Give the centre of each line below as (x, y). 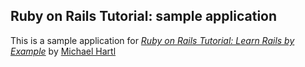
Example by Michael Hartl (63, 51)
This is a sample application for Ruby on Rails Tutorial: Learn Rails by (152, 40)
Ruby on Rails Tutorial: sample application (144, 16)
